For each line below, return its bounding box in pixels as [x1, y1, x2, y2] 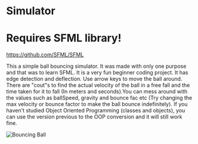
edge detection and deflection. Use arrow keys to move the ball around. [6, 76, 182, 83]
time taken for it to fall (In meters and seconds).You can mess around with [6, 88, 188, 95]
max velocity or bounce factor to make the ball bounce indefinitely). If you [6, 101, 188, 108]
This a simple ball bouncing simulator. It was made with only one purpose [6, 62, 187, 70]
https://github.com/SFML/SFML [6, 51, 84, 58]
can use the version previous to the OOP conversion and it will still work [6, 113, 182, 120]
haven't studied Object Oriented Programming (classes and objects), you [6, 107, 185, 114]
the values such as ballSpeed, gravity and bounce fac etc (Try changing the [6, 94, 193, 102]
